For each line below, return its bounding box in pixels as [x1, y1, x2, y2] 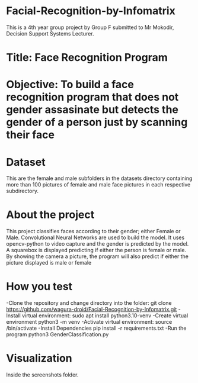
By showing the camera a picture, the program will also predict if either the [6, 253, 189, 260]
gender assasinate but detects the [6, 103, 179, 117]
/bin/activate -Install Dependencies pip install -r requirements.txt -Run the [6, 324, 187, 332]
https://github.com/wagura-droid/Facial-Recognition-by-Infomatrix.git [6, 306, 177, 313]
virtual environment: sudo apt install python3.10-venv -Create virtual [21, 312, 189, 319]
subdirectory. [6, 188, 39, 195]
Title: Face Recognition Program [6, 51, 168, 65]
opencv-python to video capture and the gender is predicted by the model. [6, 240, 189, 247]
